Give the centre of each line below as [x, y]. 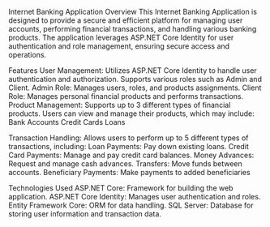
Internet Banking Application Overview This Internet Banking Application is [133, 12]
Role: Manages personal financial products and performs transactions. [126, 96]
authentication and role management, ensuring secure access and [119, 46]
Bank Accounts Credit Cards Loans [67, 122]
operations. [28, 55]
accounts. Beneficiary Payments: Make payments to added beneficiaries [129, 172]
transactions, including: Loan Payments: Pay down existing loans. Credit [129, 146]
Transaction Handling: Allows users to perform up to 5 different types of [129, 138]
